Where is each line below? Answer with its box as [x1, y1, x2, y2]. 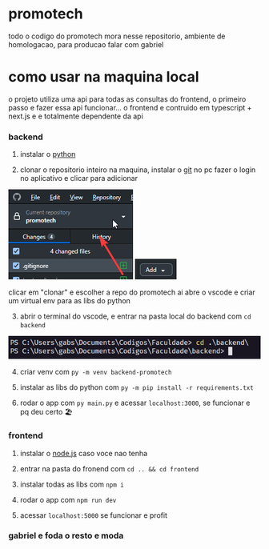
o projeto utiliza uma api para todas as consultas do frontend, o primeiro [8, 94, 247, 104]
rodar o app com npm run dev [19, 495, 117, 504]
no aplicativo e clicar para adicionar [19, 174, 139, 183]
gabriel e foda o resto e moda [8, 530, 124, 541]
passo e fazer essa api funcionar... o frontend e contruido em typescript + [8, 102, 252, 112]
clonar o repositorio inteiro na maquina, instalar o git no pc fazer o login [19, 165, 256, 174]
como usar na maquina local [8, 68, 199, 86]
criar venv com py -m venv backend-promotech [19, 367, 172, 377]
